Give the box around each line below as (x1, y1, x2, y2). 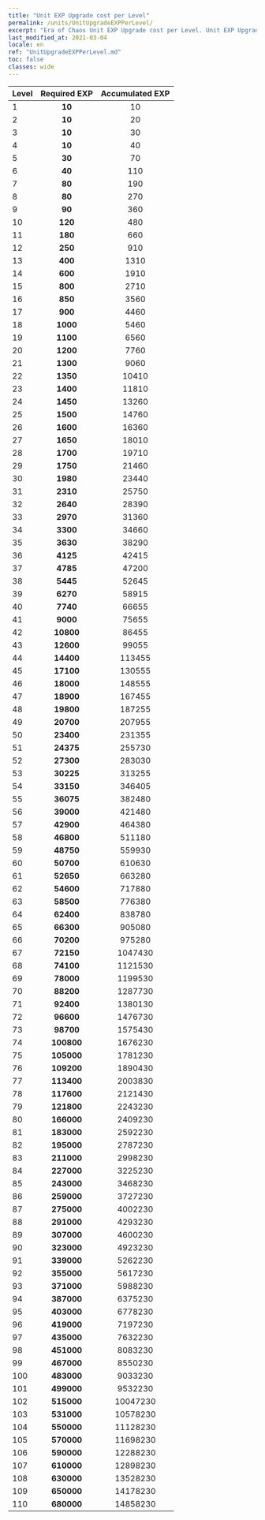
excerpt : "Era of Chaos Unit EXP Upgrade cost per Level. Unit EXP (8, 26, 235, 34)
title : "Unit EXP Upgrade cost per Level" (8, 11, 150, 20)
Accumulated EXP (100, 88, 170, 99)
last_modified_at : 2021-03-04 (8, 33, 108, 42)
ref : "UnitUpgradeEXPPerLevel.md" (8, 48, 122, 56)
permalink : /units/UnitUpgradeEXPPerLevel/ (8, 19, 154, 27)
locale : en (8, 41, 44, 49)
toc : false (8, 56, 44, 64)
